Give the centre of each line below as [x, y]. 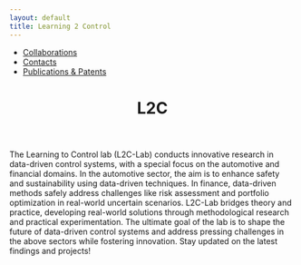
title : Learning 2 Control [60, 26]
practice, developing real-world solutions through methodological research [150, 212]
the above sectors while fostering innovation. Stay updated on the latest [144, 240]
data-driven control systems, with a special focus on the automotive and [145, 163]
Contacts [39, 62]
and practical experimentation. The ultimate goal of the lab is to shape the [147, 221]
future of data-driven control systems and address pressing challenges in [146, 231]
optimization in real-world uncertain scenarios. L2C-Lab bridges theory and [150, 202]
